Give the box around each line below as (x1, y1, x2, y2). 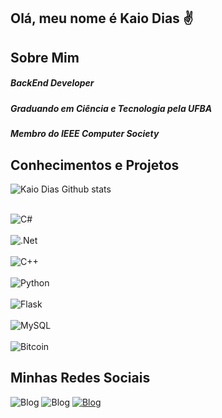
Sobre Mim (10, 49, 80, 66)
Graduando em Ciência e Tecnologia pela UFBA (10, 102, 213, 114)
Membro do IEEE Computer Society (10, 128, 160, 140)
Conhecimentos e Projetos (10, 156, 180, 174)
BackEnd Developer (10, 77, 95, 89)
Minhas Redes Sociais (10, 370, 151, 387)
